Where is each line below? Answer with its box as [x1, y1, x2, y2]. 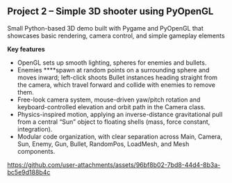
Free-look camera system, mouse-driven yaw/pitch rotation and [17, 95, 201, 104]
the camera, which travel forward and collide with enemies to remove [17, 80, 216, 89]
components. [17, 147, 56, 155]
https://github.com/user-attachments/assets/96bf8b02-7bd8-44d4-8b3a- [7, 160, 221, 169]
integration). [17, 125, 53, 133]
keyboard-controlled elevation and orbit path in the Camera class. [17, 102, 206, 111]
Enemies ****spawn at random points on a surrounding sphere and [17, 65, 210, 74]
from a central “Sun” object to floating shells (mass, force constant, [17, 118, 210, 126]
